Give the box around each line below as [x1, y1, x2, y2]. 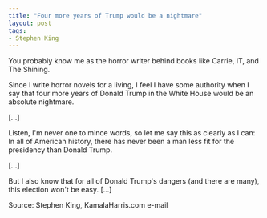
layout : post [8, 19, 52, 27]
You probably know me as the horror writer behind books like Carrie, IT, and [8, 56, 259, 66]
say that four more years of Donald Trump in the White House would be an [8, 89, 254, 99]
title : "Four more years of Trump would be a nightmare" [8, 11, 203, 20]
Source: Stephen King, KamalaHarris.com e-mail [8, 200, 168, 210]
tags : [8, 26, 26, 34]
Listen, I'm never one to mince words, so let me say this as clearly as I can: [8, 128, 256, 138]
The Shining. [8, 65, 51, 75]
